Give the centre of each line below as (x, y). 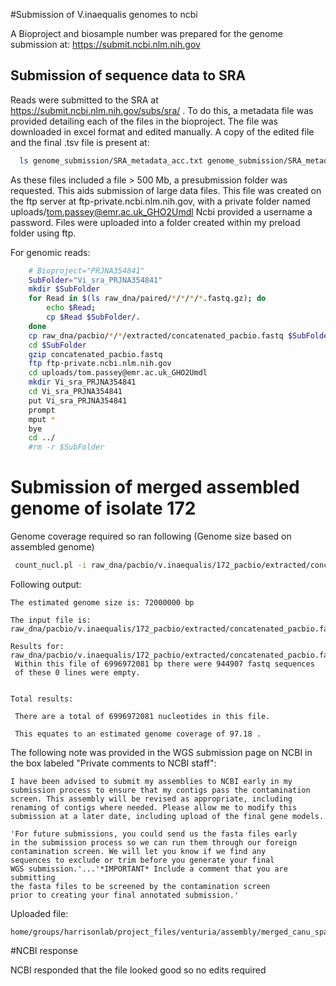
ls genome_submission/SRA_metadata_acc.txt (111, 160)
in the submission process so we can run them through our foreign (154, 843)
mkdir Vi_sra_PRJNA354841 (82, 382)
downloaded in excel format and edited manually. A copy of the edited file (162, 131)
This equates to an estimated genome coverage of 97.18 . (138, 734)
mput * (42, 419)
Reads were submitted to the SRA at (84, 100)
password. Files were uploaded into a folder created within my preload (155, 222)
